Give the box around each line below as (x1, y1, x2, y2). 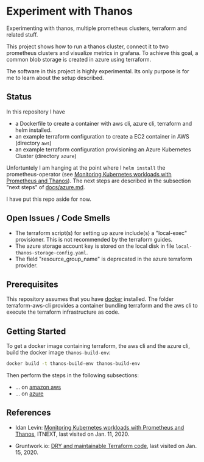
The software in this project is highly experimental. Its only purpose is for (6, 67, 190, 74)
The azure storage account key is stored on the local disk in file (15, 242, 175, 250)
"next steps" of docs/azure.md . (6, 183, 85, 190)
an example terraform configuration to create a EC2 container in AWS (15, 132, 190, 140)
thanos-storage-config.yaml (15, 250, 86, 256)
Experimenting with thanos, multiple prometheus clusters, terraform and (6, 24, 187, 32)
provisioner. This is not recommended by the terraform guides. (15, 236, 173, 243)
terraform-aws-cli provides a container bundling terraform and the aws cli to (6, 302, 198, 309)
